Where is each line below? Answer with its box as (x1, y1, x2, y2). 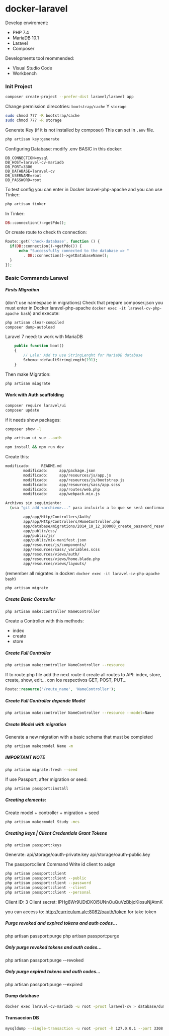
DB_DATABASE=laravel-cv (5, 169, 55, 174)
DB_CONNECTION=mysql (5, 155, 49, 161)
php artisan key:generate (5, 136, 59, 141)
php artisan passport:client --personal (5, 890, 92, 895)
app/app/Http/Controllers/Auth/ (23, 514, 92, 520)
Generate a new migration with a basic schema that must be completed (5, 734, 153, 740)
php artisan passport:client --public (5, 876, 87, 881)
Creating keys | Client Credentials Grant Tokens (5, 830, 107, 836)
